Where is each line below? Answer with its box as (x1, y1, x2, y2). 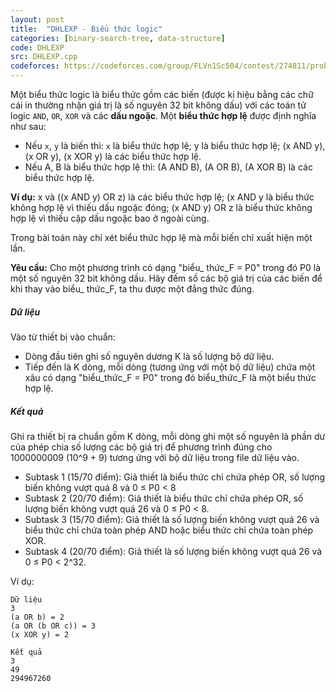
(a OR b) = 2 (10, 612, 65, 622)
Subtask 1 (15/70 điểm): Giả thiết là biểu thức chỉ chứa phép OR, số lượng (24, 471, 325, 483)
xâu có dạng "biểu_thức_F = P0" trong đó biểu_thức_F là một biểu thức (24, 371, 317, 383)
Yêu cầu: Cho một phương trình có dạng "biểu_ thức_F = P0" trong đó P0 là (10, 262, 322, 273)
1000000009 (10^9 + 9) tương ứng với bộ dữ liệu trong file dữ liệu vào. (10, 451, 300, 463)
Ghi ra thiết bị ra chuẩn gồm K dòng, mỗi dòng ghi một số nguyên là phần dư (10, 430, 326, 442)
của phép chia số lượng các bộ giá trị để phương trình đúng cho (10, 441, 273, 453)
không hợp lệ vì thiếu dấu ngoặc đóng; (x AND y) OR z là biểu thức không (10, 202, 313, 213)
